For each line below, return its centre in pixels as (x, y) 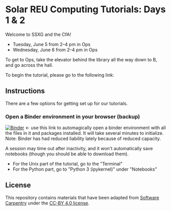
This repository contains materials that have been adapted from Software (82, 197)
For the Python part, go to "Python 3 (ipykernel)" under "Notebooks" (85, 169)
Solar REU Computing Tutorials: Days (86, 9)
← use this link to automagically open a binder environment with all (95, 128)
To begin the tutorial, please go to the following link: (60, 75)
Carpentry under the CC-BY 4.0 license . (47, 203)
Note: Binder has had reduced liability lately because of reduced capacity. (83, 138)
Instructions (25, 91)
